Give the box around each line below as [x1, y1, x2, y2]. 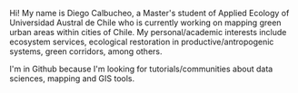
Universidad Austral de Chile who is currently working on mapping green [9, 17, 282, 28]
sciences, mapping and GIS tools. [9, 73, 135, 84]
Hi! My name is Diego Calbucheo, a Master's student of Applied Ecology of [9, 8, 290, 18]
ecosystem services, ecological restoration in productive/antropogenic [9, 36, 274, 47]
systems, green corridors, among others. [9, 46, 163, 57]
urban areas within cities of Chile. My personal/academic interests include [9, 27, 287, 37]
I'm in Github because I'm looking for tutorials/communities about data [9, 63, 273, 74]
